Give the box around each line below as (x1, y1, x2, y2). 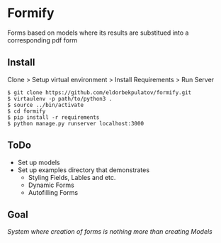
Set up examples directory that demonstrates (17, 165, 150, 174)
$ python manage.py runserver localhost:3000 (7, 120, 144, 127)
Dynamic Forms (28, 181, 74, 189)
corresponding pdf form (7, 35, 78, 44)
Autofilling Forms (28, 188, 79, 196)
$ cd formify (7, 108, 46, 115)
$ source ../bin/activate (7, 101, 84, 108)
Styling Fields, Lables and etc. (28, 173, 116, 181)
